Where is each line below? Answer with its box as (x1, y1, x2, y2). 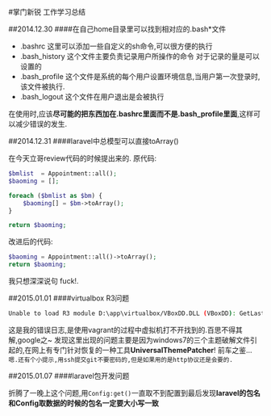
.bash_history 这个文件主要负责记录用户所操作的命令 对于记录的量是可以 (19, 52, 261, 61)
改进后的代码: (8, 237, 54, 246)
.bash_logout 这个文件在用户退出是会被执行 (19, 92, 165, 101)
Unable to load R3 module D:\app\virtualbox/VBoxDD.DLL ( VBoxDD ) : (8, 309, 236, 317)
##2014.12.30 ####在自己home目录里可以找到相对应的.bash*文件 (8, 24, 227, 34)
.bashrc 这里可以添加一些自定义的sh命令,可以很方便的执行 (19, 41, 213, 51)
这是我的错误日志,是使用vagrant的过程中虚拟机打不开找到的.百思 (8, 325, 222, 334)
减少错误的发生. (15, 120, 68, 128)
